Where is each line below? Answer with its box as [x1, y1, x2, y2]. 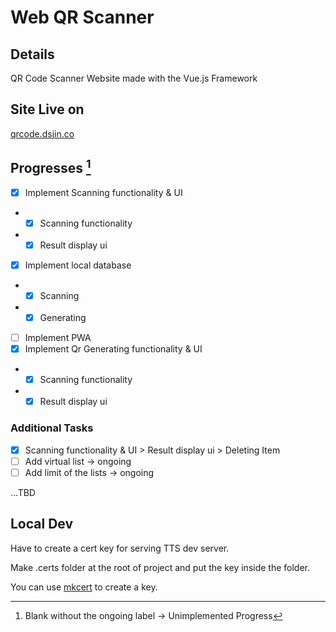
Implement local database [24, 259, 132, 271]
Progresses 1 [10, 157, 92, 177]
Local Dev [10, 516, 74, 533]
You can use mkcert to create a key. [10, 581, 158, 593]
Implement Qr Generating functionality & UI [24, 343, 203, 355]
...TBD [10, 486, 36, 498]
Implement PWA [24, 332, 92, 343]
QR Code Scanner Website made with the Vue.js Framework [10, 72, 258, 84]
